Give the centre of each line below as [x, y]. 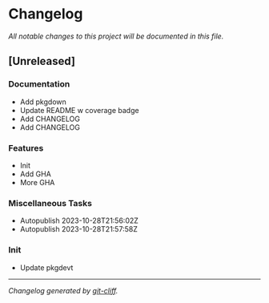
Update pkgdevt [46, 267]
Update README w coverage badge [79, 110]
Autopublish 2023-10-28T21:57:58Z [78, 229]
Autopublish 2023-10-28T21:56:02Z [79, 220]
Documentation [39, 84]
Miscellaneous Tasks [50, 203]
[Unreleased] [42, 61]
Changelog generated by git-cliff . [63, 290]
